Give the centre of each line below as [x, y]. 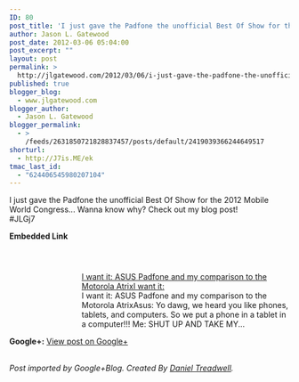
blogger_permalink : [45, 126]
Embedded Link [39, 236]
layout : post [33, 59]
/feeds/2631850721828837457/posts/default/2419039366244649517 [145, 142]
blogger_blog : [36, 92]
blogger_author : [39, 109]
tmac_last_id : [36, 167]
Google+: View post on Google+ [69, 341]
